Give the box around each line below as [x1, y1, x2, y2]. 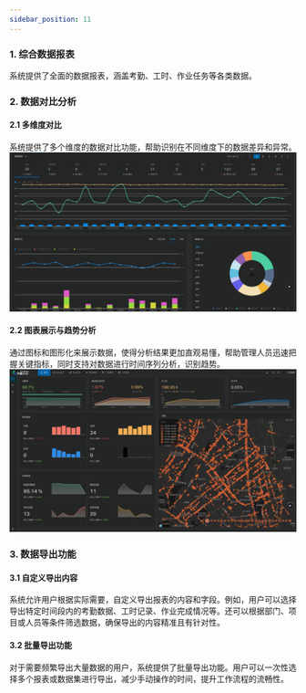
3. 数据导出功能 [9, 548, 77, 561]
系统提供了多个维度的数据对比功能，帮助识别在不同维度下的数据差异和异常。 [9, 142, 297, 152]
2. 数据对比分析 [9, 95, 77, 108]
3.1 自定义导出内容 [9, 572, 78, 583]
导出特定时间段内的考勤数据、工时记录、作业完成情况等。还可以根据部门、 [9, 605, 289, 616]
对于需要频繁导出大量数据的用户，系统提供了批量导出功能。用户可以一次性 [9, 662, 289, 673]
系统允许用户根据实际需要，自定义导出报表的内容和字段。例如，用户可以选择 [9, 594, 297, 605]
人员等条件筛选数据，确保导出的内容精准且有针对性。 [25, 617, 225, 628]
